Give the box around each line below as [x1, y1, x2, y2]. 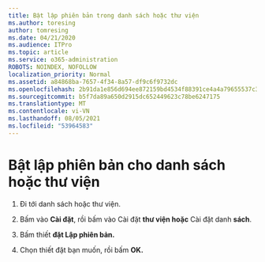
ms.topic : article [8, 48, 69, 56]
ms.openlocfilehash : [8, 85, 77, 93]
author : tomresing [8, 26, 69, 34]
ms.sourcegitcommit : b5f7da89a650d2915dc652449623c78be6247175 [8, 93, 221, 101]
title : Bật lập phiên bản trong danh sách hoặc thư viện [8, 11, 200, 20]
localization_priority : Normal [8, 70, 111, 78]
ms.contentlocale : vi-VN [8, 108, 90, 116]
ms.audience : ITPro [8, 41, 73, 49]
